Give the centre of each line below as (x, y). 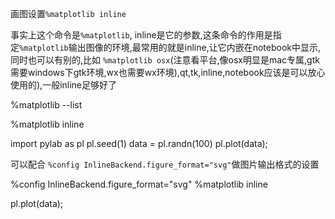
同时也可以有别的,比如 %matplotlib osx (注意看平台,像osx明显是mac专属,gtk (165, 60)
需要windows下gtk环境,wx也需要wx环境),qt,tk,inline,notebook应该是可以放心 (168, 72)
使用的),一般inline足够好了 (64, 85)
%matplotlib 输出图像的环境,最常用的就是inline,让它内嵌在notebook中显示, (170, 47)
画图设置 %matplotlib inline (68, 13)
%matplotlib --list (46, 105)
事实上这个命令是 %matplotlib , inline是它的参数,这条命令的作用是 (141, 35)
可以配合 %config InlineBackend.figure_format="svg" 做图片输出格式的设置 (165, 164)
